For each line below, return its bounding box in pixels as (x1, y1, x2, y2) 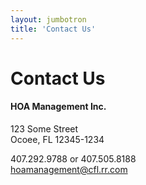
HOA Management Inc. (10, 101, 107, 113)
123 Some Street (10, 122, 79, 135)
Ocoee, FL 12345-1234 (10, 133, 105, 145)
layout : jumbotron (10, 14, 87, 25)
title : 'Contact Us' (10, 24, 97, 34)
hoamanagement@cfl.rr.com (10, 163, 128, 175)
